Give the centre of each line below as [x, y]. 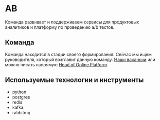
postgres [21, 97]
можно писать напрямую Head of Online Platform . [57, 64]
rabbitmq [21, 112]
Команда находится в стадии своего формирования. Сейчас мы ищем [79, 54]
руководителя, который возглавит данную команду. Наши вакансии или [80, 60]
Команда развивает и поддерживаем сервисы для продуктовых [72, 22]
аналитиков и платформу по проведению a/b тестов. [60, 27]
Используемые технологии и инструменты [74, 80]
